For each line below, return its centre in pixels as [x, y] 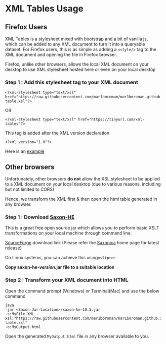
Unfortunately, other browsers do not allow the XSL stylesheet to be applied [83, 179]
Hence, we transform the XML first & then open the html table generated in [81, 199]
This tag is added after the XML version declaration [57, 133]
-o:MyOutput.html [23, 327]
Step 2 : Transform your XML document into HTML [67, 280]
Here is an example [25, 151]
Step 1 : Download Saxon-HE [40, 217]
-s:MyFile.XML [20, 314]
